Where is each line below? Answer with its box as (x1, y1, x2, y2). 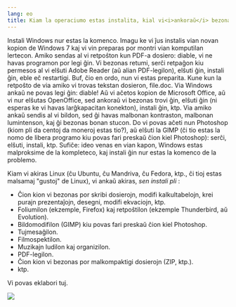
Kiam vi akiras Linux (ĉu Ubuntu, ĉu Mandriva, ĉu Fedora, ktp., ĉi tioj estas (7, 169, 223, 178)
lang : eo (7, 10, 33, 18)
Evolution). (17, 212, 49, 221)
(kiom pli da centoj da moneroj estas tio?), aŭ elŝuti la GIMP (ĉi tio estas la (7, 126, 221, 134)
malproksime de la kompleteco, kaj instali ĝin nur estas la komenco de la (7, 148, 216, 157)
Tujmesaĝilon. (17, 228, 58, 236)
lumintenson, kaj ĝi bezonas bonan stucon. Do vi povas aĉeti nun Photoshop (7, 118, 228, 126)
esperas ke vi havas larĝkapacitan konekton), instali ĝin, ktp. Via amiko (7, 103, 212, 112)
